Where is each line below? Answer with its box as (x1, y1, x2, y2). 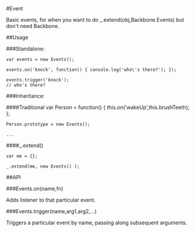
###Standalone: (6, 45, 45, 52)
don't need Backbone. (6, 23, 60, 29)
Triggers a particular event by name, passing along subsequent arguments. (6, 219, 187, 226)
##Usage (6, 34, 29, 40)
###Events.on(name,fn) (6, 185, 63, 192)
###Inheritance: (6, 93, 45, 99)
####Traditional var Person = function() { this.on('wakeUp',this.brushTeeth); (6, 104, 190, 111)
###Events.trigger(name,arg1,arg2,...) (6, 208, 97, 214)
